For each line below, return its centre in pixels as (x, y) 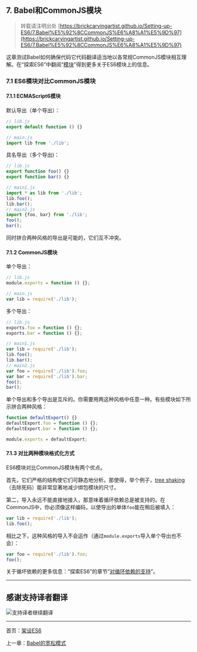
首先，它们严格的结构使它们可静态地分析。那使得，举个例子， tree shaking (96, 480)
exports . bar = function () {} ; (44, 333)
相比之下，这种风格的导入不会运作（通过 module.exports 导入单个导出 (89, 536)
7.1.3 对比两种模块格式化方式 (40, 453)
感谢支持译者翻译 (37, 597)
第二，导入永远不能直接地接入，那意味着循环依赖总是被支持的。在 (86, 500)
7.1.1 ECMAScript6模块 (33, 96)
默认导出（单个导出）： (33, 110)
